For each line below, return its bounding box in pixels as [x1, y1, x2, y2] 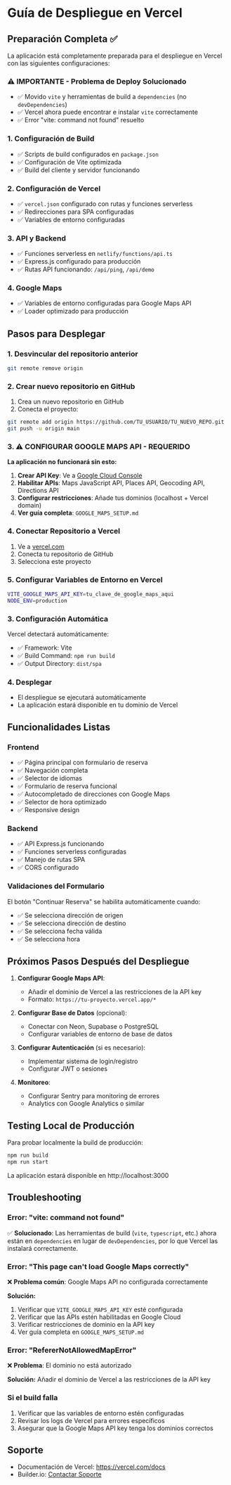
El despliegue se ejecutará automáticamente [17, 693, 146, 702]
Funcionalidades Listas [7, 721, 111, 733]
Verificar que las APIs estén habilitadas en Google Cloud [17, 1313, 181, 1321]
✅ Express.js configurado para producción [17, 257, 141, 266]
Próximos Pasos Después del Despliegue [7, 956, 190, 967]
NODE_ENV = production [7, 597, 68, 604]
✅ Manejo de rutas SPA [17, 856, 86, 864]
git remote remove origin [7, 365, 83, 372]
